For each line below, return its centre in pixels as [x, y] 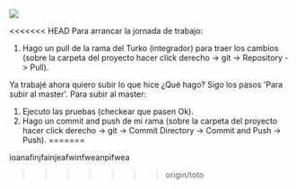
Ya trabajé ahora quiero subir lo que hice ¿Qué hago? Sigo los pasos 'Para [146, 85]
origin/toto [185, 175]
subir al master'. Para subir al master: [78, 94]
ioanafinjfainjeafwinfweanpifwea [70, 157]
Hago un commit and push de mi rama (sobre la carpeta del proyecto [150, 121]
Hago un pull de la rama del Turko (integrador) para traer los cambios [150, 48]
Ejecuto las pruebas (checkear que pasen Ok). [108, 112]
